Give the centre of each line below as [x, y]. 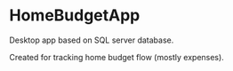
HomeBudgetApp [75, 16]
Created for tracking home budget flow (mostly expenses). [116, 57]
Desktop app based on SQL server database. [92, 40]
